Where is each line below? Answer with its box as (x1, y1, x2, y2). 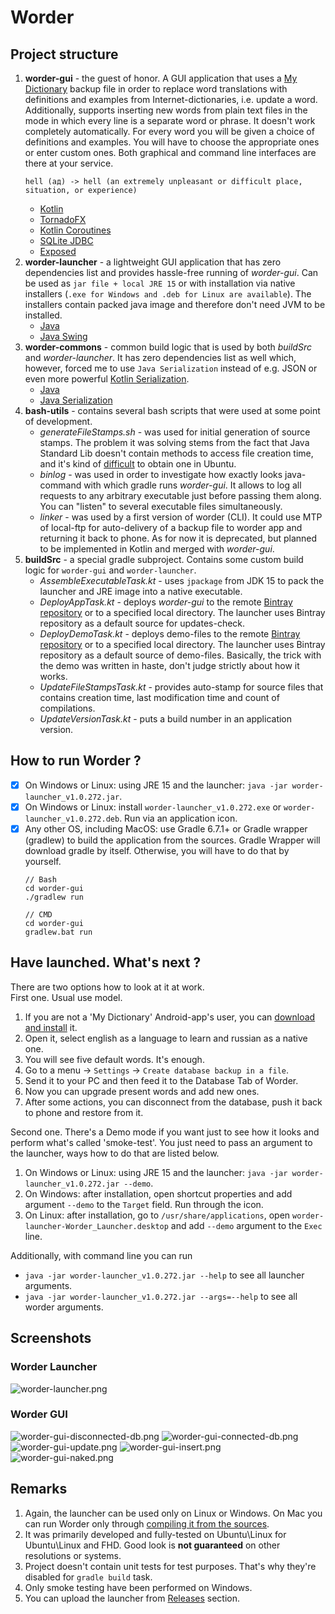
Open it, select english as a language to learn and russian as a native (24, 1032, 308, 1044)
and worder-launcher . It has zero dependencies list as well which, (24, 352, 297, 363)
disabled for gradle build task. (24, 1571, 153, 1583)
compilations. (39, 702, 96, 714)
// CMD (24, 910, 53, 920)
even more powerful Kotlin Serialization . (24, 373, 190, 385)
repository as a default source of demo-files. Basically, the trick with (39, 649, 322, 661)
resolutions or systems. (24, 1549, 122, 1561)
